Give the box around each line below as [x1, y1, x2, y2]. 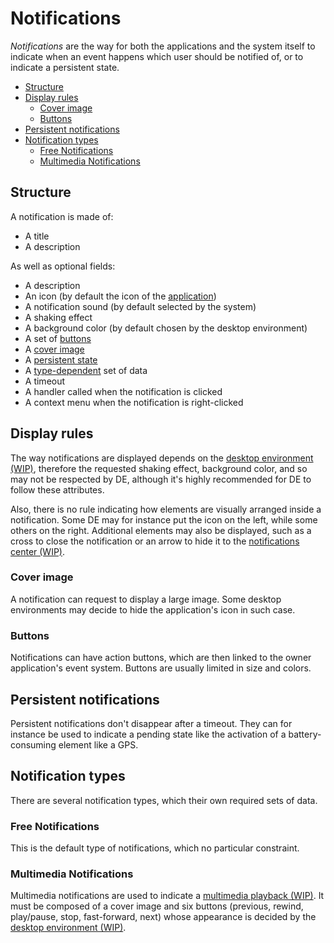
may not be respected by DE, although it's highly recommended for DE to [10, 473, 312, 485]
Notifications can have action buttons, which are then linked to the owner [10, 652, 312, 664]
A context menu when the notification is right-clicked [24, 396, 244, 408]
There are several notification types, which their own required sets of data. [10, 794, 318, 806]
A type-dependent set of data [24, 364, 148, 376]
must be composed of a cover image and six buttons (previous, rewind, [10, 900, 304, 912]
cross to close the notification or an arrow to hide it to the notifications [10, 535, 300, 547]
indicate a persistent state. [10, 61, 120, 73]
